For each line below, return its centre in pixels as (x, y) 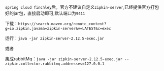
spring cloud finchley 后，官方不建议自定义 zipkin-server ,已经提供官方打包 (82, 7)
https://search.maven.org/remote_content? (62, 24)
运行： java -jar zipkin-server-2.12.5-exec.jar (55, 38)
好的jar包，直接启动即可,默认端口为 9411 (45, 13)
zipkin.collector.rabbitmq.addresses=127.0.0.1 (55, 64)
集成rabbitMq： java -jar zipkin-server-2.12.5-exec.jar (64, 59)
